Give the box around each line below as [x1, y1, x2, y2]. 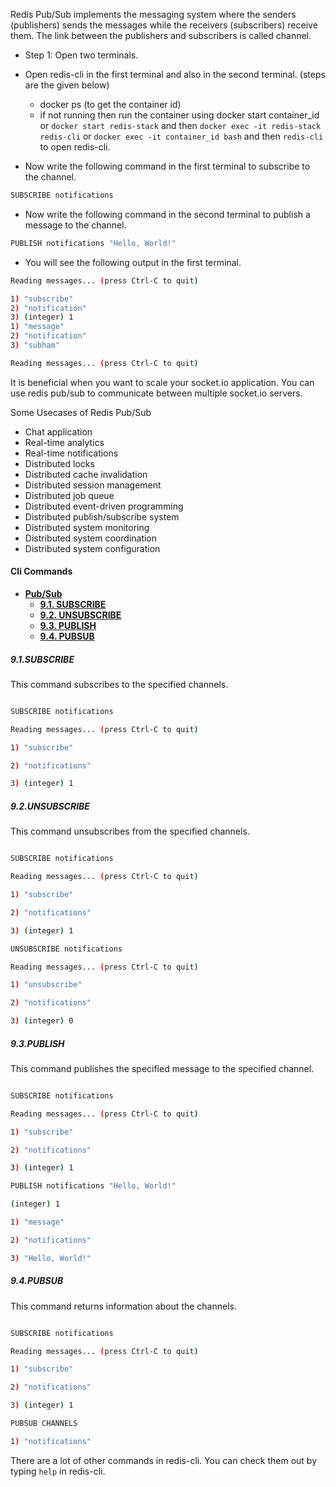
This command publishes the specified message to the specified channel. [10, 1062, 315, 1074]
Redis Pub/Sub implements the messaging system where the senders [10, 9, 297, 20]
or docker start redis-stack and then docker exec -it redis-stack [39, 120, 322, 131]
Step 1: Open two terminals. [24, 49, 139, 61]
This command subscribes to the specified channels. [10, 678, 229, 690]
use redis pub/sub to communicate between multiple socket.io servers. [10, 387, 303, 399]
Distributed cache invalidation [24, 468, 148, 480]
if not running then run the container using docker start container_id [39, 109, 320, 121]
